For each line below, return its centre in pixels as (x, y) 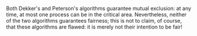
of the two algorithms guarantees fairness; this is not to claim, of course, (94, 21)
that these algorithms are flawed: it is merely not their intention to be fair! (94, 27)
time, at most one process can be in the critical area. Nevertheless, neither (96, 15)
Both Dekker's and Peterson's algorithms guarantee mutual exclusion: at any (99, 8)
